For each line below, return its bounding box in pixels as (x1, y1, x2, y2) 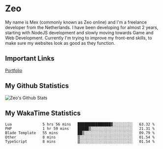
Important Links (5, 55, 55, 63)
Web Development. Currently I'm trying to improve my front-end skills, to (5, 35, 152, 41)
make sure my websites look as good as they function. (5, 40, 115, 46)
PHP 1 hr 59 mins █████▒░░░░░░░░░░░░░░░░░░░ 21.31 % (5, 126, 155, 131)
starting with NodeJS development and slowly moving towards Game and (5, 30, 154, 35)
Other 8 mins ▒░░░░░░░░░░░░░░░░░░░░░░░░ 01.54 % (5, 135, 155, 140)
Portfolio (5, 67, 23, 73)
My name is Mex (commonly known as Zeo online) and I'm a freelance (5, 19, 147, 25)
